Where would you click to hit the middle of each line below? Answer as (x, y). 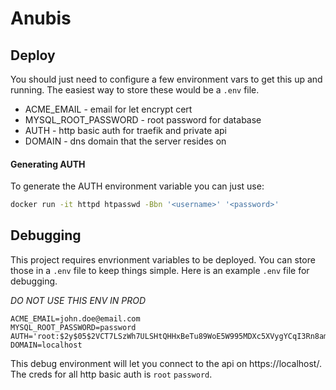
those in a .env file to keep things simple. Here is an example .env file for (160, 270)
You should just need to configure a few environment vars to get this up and (166, 79)
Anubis (41, 18)
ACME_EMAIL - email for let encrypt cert (108, 109)
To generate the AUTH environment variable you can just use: (137, 186)
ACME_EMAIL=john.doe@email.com (75, 318)
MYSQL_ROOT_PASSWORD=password (73, 327)
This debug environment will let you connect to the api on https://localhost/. (166, 363)
